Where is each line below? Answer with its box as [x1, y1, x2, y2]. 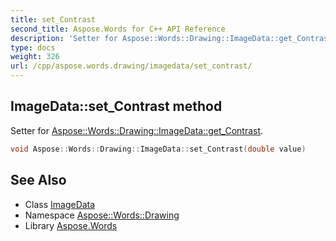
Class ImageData [24, 198, 96, 210]
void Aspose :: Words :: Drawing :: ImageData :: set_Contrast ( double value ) [10, 144, 307, 154]
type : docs [10, 42, 56, 53]
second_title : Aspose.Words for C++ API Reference [10, 24, 226, 34]
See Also [10, 172, 67, 189]
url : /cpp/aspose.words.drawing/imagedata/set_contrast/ [10, 61, 253, 71]
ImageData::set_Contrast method [10, 98, 223, 115]
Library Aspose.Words [24, 219, 118, 231]
